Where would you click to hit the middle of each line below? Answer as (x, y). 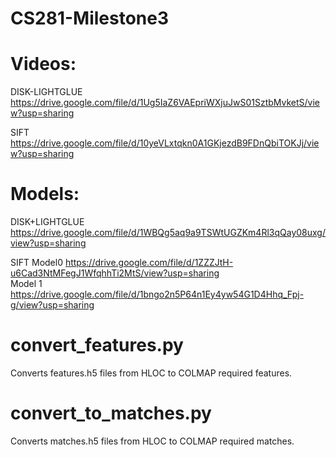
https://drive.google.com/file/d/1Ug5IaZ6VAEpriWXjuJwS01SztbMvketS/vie (165, 103)
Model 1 (26, 284)
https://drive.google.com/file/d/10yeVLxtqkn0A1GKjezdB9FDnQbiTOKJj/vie (165, 143)
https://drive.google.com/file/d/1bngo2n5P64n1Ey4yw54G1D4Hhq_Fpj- (157, 294)
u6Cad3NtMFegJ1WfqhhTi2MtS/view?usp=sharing (115, 273)
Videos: (43, 64)
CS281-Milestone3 (90, 18)
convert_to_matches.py (111, 413)
